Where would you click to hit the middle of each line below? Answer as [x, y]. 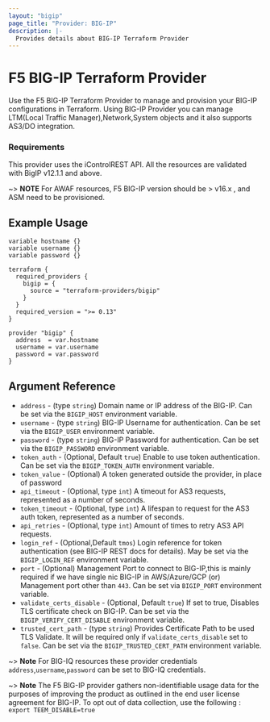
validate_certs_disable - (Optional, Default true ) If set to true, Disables [139, 603]
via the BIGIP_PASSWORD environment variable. [94, 449]
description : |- [35, 31]
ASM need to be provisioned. [56, 198]
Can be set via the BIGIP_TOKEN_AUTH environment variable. [117, 465]
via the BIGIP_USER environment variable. [87, 432]
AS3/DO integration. [42, 127]
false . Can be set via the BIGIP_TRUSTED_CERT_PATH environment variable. [141, 645]
